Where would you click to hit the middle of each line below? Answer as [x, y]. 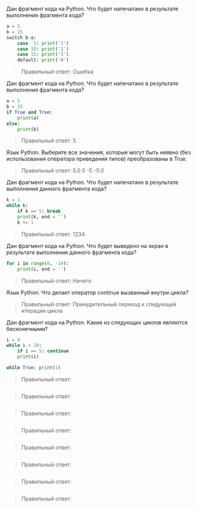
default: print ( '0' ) [43, 60]
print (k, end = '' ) [42, 217]
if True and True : [29, 112]
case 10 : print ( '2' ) [43, 49]
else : [13, 124]
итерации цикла [42, 310]
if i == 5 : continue [43, 351]
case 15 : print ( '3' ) [43, 55]
